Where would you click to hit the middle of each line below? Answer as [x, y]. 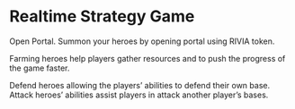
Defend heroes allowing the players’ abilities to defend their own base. [140, 85]
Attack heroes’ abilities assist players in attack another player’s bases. [139, 95]
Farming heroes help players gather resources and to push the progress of [147, 58]
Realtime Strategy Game [102, 17]
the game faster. [40, 68]
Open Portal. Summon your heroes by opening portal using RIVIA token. [142, 41]
